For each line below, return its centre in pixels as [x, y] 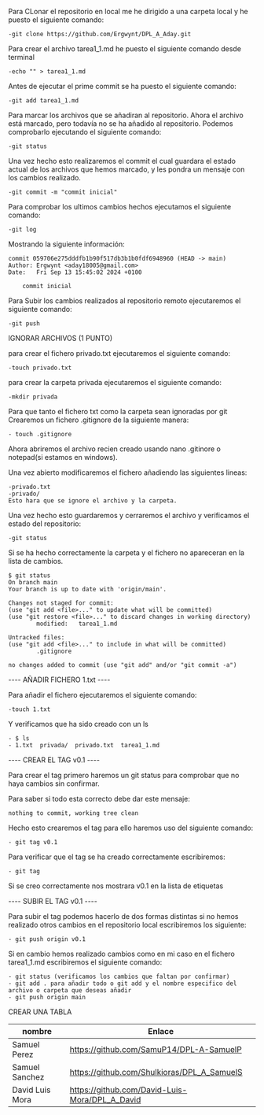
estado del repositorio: [45, 524]
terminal [22, 57]
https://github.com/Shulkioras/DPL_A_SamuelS [156, 1072]
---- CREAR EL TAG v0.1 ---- [54, 760]
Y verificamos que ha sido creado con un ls [79, 724]
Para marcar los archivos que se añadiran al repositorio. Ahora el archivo [126, 115]
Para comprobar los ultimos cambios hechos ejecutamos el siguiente [120, 207]
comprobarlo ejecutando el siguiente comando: [85, 132]
